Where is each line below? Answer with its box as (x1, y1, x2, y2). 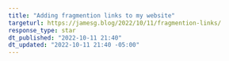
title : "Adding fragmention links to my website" (8, 11, 176, 20)
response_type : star (8, 26, 77, 34)
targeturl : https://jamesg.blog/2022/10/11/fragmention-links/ (8, 19, 222, 27)
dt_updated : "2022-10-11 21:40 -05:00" (8, 41, 140, 49)
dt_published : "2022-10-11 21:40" (8, 33, 123, 42)
